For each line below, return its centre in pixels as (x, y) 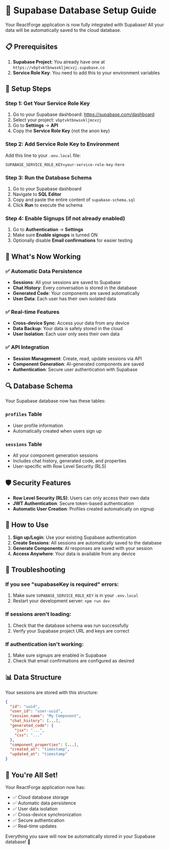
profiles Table (24, 414)
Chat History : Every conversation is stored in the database (75, 288)
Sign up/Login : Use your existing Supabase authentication (75, 537)
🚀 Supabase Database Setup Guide (81, 11)
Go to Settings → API (35, 126)
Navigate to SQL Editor (37, 194)
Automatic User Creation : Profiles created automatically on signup (83, 509)
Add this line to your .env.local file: (43, 155)
